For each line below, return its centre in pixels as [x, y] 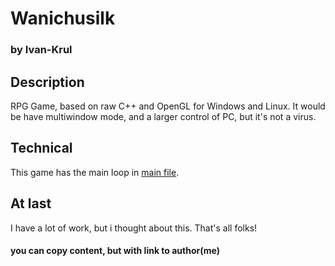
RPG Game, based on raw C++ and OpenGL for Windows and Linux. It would [168, 106]
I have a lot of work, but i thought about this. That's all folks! [134, 228]
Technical [41, 148]
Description [47, 82]
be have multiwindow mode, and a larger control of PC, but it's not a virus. [163, 116]
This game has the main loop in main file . [95, 172]
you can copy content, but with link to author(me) [115, 251]
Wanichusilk [63, 18]
